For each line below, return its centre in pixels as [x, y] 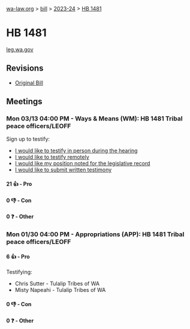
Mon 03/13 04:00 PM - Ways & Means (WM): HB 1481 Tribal [94, 119]
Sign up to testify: [28, 139]
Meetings [25, 102]
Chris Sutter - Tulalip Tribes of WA [57, 283]
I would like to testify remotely [52, 157]
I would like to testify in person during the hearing [76, 151]
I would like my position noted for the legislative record [82, 164]
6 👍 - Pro [18, 256]
